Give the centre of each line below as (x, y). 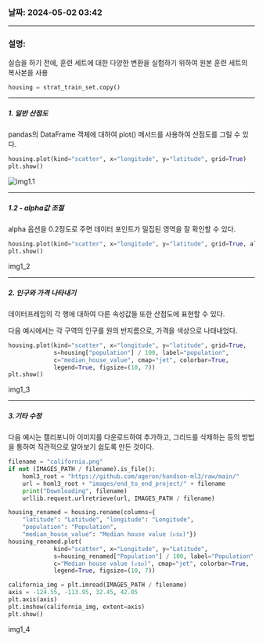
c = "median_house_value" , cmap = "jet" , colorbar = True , (141, 360)
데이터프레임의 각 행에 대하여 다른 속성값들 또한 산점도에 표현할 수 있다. (117, 314)
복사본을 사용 (28, 72)
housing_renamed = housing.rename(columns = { (82, 513)
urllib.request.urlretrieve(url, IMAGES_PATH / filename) (119, 498)
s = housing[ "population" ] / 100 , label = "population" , (141, 352)
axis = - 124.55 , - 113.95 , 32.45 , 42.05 (73, 593)
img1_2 (19, 266)
